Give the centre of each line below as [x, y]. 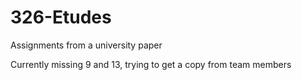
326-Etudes [61, 17]
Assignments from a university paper [86, 45]
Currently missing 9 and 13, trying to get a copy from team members [151, 64]
